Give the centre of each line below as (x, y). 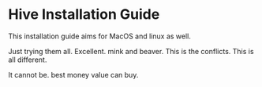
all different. (28, 60)
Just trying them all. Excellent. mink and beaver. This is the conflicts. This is (131, 51)
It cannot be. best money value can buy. (73, 74)
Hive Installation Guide (84, 14)
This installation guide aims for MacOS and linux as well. (100, 36)
